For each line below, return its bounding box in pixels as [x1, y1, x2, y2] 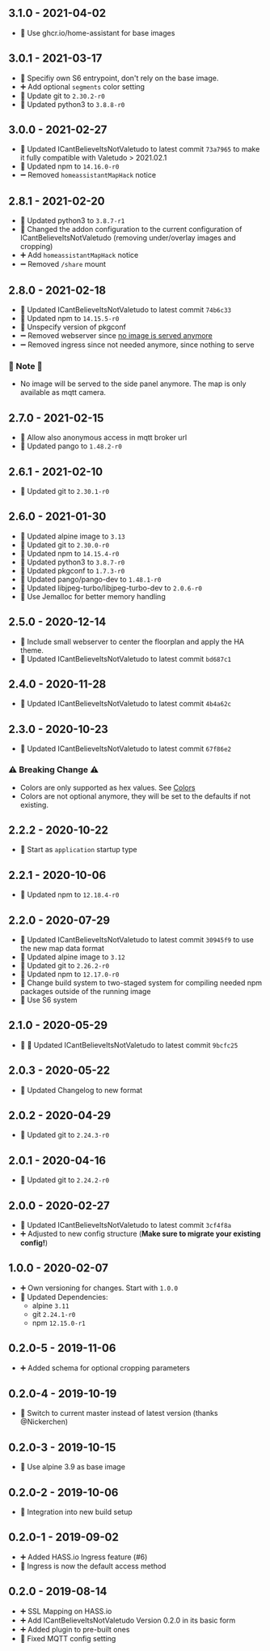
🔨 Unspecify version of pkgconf [19, 322, 127, 332]
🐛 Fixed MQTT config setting [19, 1633, 116, 1643]
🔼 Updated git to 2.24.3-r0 [19, 1130, 110, 1140]
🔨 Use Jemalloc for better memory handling [19, 591, 166, 601]
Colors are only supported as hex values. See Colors [19, 783, 196, 792]
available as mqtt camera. [19, 388, 107, 397]
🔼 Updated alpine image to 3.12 [19, 952, 125, 962]
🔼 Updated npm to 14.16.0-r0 [19, 161, 120, 171]
